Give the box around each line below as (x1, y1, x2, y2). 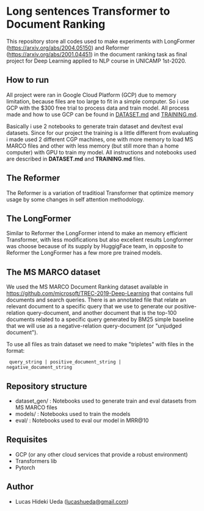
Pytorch (15, 464, 35, 471)
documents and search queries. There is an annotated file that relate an (6, 296, 186, 304)
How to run (6, 75, 49, 85)
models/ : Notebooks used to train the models (15, 411, 131, 417)
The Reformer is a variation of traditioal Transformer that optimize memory (6, 189, 194, 197)
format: (6, 347, 25, 355)
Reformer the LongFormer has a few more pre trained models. (6, 249, 162, 257)
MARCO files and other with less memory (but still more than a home (6, 142, 179, 150)
